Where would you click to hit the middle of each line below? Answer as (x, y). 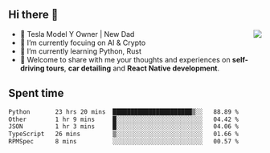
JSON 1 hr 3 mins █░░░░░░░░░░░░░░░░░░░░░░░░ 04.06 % (124, 127)
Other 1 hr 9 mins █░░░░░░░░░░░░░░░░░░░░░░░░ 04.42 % (124, 119)
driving (32, 68)
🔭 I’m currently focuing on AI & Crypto (83, 42)
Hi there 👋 (33, 15)
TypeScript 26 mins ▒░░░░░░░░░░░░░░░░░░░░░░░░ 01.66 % (124, 134)
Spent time (36, 93)
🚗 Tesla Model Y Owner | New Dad (77, 34)
